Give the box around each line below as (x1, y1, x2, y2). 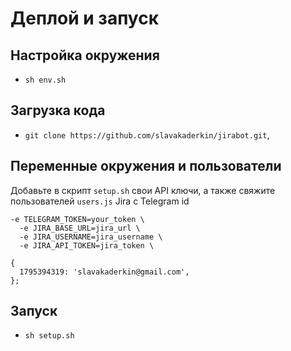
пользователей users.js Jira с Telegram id (10, 195, 190, 207)
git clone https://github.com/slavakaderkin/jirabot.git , (24, 128, 270, 141)
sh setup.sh (24, 331, 75, 341)
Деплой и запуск (10, 7, 160, 30)
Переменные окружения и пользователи (10, 158, 282, 175)
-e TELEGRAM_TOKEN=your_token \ (10, 214, 145, 224)
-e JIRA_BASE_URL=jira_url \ (19, 223, 141, 233)
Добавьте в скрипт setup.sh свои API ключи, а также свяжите (10, 184, 276, 196)
